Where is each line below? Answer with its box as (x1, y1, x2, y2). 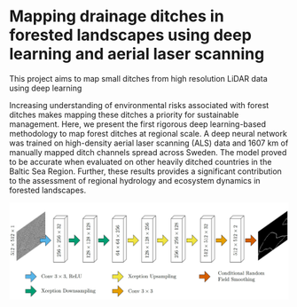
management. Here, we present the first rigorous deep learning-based (9, 118, 267, 130)
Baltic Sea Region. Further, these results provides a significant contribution (9, 166, 282, 177)
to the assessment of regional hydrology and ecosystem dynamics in (9, 175, 261, 185)
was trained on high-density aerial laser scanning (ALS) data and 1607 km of (9, 138, 289, 148)
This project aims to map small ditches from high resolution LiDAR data (9, 73, 268, 83)
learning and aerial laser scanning (9, 44, 265, 64)
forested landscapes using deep (9, 25, 253, 45)
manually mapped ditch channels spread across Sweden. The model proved (9, 146, 287, 157)
